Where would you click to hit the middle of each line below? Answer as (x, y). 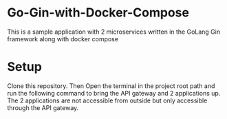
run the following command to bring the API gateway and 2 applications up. (114, 93)
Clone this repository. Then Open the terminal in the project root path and (111, 86)
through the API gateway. (43, 107)
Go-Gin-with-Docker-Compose (98, 13)
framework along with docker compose (63, 39)
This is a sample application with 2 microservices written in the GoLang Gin (114, 32)
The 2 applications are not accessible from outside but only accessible (107, 100)
